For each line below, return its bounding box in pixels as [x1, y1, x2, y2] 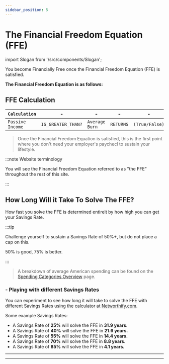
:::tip [5, 224, 15, 230]
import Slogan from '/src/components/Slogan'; [5, 56, 102, 62]
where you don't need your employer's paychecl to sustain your [17, 141, 150, 147]
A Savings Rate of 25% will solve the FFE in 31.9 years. [12, 322, 128, 328]
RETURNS [110, 122, 129, 127]
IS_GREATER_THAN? [41, 122, 82, 127]
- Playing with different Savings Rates [5, 286, 100, 293]
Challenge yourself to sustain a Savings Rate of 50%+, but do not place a [5, 234, 157, 240]
